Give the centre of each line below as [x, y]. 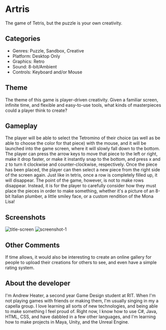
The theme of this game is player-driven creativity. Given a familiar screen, [82, 100]
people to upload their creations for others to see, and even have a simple [81, 262]
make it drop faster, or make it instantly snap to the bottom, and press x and [83, 159]
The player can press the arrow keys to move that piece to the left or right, [82, 154]
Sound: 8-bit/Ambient [35, 66]
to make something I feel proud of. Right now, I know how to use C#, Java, [81, 311]
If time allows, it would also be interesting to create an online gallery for [79, 257]
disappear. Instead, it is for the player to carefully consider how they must [81, 186]
